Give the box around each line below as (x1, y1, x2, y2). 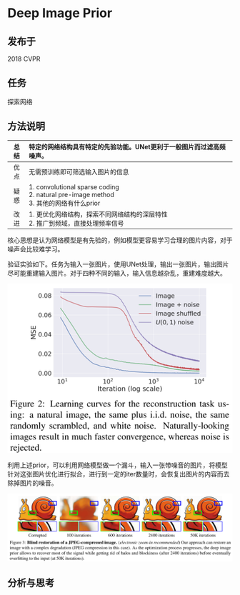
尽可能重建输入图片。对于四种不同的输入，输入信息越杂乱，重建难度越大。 (7, 269, 226, 278)
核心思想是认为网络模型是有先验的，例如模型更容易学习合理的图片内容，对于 (7, 236, 233, 244)
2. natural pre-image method (28, 190, 114, 199)
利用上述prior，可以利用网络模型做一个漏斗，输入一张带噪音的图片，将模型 (7, 461, 229, 469)
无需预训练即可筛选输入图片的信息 (28, 168, 129, 176)
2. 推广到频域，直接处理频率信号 (28, 219, 124, 227)
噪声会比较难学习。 (7, 245, 64, 254)
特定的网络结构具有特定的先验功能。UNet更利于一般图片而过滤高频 (28, 143, 226, 151)
